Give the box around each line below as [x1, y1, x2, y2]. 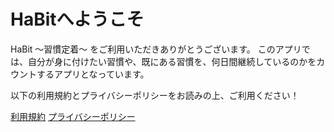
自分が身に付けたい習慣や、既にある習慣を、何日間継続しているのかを [27, 55, 317, 67]
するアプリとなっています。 [36, 68, 150, 80]
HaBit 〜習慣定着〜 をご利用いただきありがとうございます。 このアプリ [10, 43, 302, 55]
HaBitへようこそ [10, 8, 145, 31]
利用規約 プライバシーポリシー [10, 110, 136, 122]
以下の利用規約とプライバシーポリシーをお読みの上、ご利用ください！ [10, 89, 300, 101]
